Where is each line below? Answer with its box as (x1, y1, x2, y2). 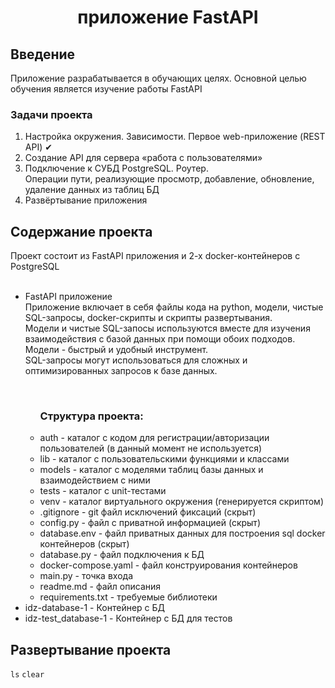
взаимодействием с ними (39, 474, 151, 486)
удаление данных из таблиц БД (24, 184, 160, 196)
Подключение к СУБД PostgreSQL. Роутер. (24, 162, 209, 175)
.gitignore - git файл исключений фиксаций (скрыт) (39, 506, 257, 518)
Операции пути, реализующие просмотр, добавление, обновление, (24, 173, 315, 185)
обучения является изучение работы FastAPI (10, 83, 203, 95)
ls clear (10, 670, 45, 680)
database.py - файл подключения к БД (39, 549, 205, 561)
